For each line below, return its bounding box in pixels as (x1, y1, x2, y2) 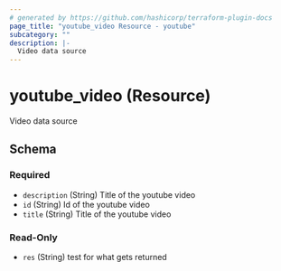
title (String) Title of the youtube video (22, 209, 172, 220)
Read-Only (9, 231, 59, 244)
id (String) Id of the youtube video (22, 199, 151, 210)
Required (9, 169, 51, 182)
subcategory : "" (9, 30, 70, 39)
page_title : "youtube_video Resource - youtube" (9, 22, 196, 31)
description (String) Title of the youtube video (22, 189, 196, 200)
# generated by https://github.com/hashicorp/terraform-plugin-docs (9, 13, 273, 23)
